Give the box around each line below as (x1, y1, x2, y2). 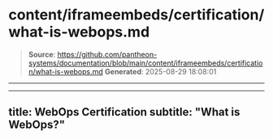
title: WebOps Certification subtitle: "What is (8, 105, 240, 119)
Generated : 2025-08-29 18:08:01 (104, 66, 217, 76)
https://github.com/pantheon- (57, 49, 158, 59)
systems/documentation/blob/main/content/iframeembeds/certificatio (28, 58, 263, 68)
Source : (28, 49, 56, 59)
